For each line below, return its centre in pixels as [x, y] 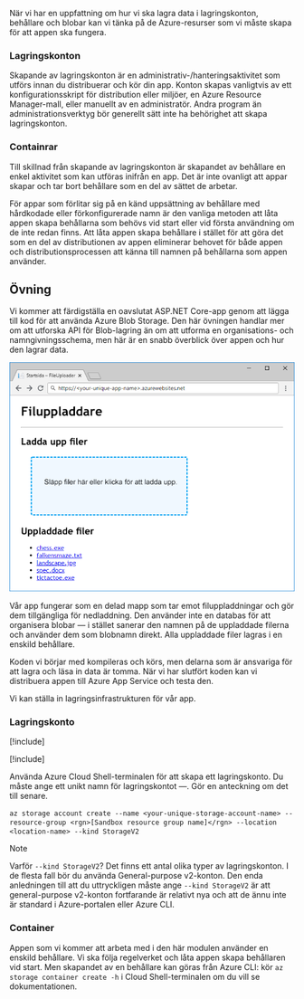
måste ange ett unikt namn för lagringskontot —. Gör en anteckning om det [149, 786]
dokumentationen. [43, 986]
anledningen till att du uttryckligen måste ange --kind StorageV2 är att [140, 885]
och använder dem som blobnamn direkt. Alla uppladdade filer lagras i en [146, 635]
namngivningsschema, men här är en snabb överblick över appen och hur [147, 340]
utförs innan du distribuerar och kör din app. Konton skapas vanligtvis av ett [151, 85]
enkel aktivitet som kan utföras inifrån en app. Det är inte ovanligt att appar [148, 176]
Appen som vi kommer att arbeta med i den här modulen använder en [139, 947]
